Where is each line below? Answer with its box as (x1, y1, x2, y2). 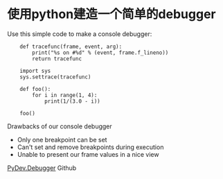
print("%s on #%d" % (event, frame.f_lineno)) (32, 49, 169, 56)
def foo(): (19, 85, 51, 92)
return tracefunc (32, 55, 82, 62)
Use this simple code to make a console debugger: (7, 29, 152, 38)
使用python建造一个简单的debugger (7, 6, 216, 22)
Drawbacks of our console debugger (7, 122, 112, 130)
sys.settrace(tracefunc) (19, 74, 91, 80)
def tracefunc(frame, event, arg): (19, 43, 123, 50)
